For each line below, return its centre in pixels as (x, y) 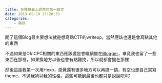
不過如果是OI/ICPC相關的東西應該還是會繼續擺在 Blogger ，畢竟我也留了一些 (81, 54)
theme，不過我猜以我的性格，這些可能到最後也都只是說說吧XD (68, 76)
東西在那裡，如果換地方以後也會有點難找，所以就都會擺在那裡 (67, 60)
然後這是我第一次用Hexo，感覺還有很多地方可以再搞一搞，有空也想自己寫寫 (81, 70)
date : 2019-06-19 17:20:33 (32, 14)
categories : (17, 18)
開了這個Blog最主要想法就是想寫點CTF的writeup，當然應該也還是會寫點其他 (81, 37)
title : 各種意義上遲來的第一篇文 (35, 9)
